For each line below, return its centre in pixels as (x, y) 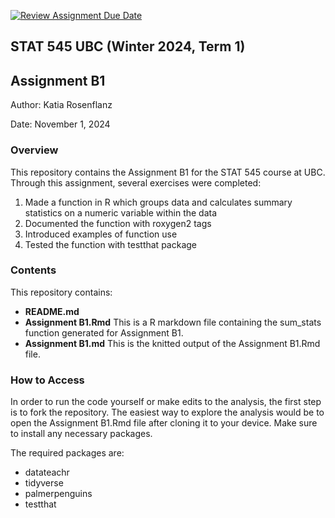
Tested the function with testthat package (110, 244)
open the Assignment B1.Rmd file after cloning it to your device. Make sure (164, 423)
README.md (52, 311)
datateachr (47, 472)
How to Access (47, 380)
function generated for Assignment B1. (104, 332)
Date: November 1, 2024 (60, 124)
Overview (34, 150)
